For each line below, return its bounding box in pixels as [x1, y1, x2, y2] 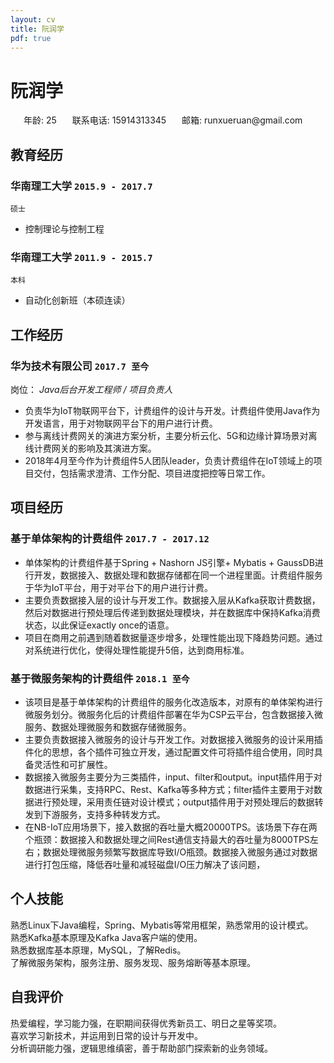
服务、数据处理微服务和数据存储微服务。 [24, 721, 192, 733]
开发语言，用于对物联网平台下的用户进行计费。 [24, 417, 218, 429]
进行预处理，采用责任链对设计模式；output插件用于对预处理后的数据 [33, 796, 315, 808]
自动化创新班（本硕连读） [24, 294, 131, 306]
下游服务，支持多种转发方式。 [42, 808, 166, 820]
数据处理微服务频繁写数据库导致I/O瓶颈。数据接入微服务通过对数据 [42, 846, 318, 858]
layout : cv [10, 14, 56, 25]
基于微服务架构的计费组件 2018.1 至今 [10, 671, 190, 685]
